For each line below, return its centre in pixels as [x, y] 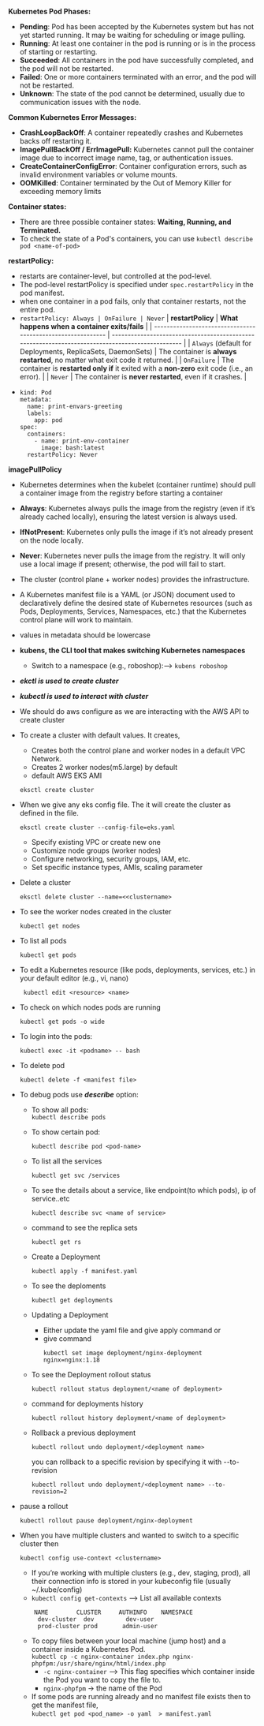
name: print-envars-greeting [75, 406]
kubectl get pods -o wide [62, 1022]
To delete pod [42, 1065]
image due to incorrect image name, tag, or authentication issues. [126, 158]
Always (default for [222, 343]
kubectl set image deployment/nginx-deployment [123, 1353]
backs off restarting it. [56, 141]
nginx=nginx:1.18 [71, 1360]
